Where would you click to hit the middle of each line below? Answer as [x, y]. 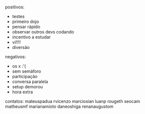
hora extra [22, 92]
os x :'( [19, 66]
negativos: [16, 57]
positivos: [15, 7]
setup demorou [27, 87]
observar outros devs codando [43, 32]
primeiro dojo [26, 22]
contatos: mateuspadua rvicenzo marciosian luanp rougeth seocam [72, 101]
